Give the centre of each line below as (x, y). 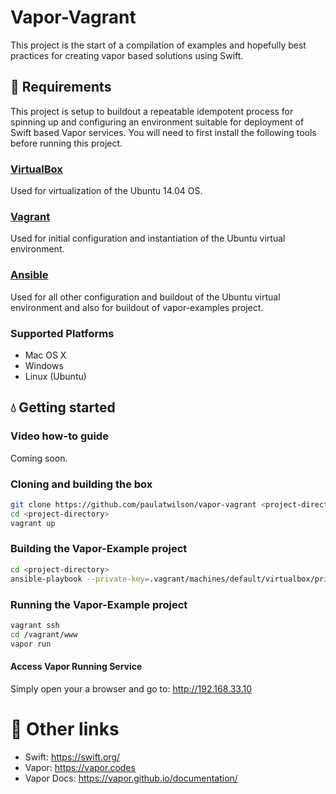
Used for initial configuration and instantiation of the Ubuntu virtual (148, 238)
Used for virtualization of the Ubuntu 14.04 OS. (106, 191)
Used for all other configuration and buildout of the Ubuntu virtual (145, 297)
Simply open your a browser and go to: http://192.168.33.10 (131, 688)
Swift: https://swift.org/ (72, 757)
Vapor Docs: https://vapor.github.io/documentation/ (131, 778)
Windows (44, 365)
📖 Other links (65, 728)
